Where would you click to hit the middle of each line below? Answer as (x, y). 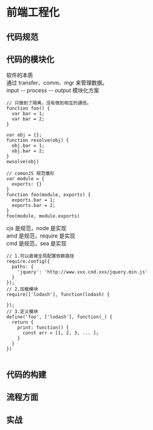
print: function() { (43, 328)
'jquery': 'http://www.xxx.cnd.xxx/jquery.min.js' (83, 272)
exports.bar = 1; (34, 200)
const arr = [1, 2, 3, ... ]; (60, 333)
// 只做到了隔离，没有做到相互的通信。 (49, 103)
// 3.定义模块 (22, 312)
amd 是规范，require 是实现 (41, 236)
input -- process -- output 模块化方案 (53, 90)
